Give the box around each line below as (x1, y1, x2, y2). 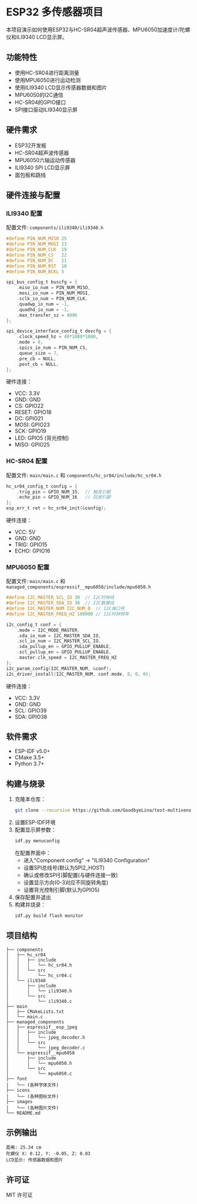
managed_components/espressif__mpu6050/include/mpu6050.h (6, 584, 151, 590)
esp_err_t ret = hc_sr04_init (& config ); (6, 505, 107, 511)
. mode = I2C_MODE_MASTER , (16, 627, 81, 633)
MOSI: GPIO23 (14, 421, 50, 428)
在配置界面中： (14, 849, 51, 856)
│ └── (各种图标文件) (6, 1093, 59, 1100)
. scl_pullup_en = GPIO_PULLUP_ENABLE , (16, 649, 112, 655)
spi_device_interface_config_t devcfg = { (6, 328, 112, 334)
